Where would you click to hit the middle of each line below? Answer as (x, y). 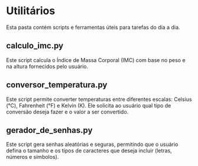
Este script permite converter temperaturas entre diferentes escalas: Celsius (99, 99)
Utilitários (31, 11)
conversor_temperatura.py (57, 85)
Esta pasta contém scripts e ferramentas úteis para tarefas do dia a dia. (93, 27)
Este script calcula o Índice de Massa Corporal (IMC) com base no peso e (96, 60)
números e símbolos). (33, 157)
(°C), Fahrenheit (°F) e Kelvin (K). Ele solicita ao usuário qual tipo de (89, 105)
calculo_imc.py (35, 46)
